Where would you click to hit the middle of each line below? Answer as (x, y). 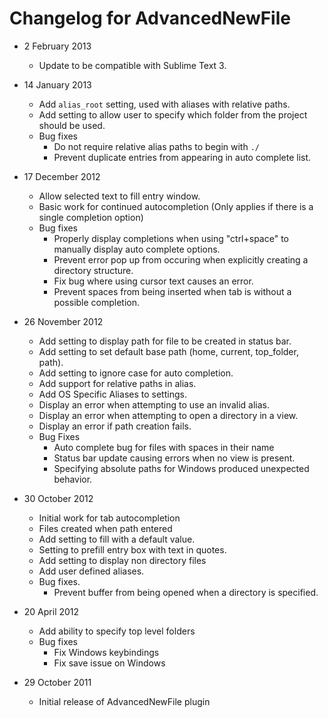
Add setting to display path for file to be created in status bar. (165, 341)
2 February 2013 (57, 46)
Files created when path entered (105, 528)
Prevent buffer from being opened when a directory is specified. (186, 592)
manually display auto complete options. (137, 249)
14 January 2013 (57, 84)
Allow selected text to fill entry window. (119, 196)
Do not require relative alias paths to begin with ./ (156, 146)
